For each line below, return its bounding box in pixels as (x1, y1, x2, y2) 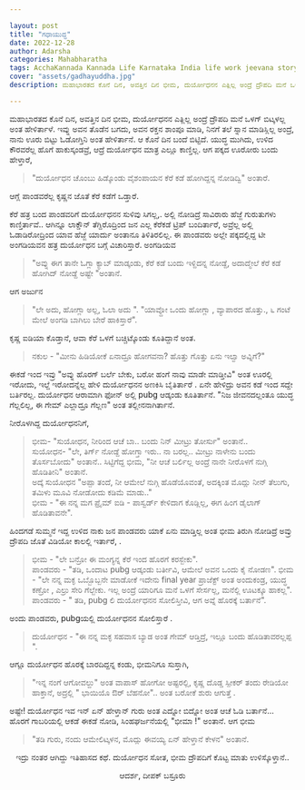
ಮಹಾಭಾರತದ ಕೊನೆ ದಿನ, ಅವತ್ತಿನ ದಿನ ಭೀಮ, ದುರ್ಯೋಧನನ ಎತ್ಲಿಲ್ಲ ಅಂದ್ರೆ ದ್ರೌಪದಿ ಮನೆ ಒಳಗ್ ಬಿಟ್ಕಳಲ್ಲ (9, 113, 286, 123)
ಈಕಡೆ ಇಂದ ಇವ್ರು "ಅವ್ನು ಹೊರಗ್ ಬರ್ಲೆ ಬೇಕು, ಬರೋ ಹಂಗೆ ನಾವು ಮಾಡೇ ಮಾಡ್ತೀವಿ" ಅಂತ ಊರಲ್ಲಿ (9, 369, 273, 380)
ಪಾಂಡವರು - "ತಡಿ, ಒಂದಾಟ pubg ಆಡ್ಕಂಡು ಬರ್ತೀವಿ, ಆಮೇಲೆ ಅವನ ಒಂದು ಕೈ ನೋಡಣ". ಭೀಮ (31, 564, 294, 575)
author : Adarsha (9, 46, 71, 55)
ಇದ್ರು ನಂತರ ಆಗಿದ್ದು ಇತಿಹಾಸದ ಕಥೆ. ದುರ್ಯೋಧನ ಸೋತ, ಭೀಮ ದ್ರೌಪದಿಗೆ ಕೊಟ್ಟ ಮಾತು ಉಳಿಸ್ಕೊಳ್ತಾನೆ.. (15, 751, 290, 763)
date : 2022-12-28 (9, 38, 75, 47)
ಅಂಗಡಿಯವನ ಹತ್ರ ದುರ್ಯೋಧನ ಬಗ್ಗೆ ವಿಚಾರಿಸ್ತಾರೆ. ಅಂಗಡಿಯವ (9, 239, 176, 250)
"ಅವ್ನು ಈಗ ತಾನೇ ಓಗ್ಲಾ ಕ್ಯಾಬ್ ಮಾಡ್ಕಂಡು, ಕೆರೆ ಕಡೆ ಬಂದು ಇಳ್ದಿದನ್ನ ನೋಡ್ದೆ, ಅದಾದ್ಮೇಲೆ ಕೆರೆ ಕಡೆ (31, 257, 281, 268)
